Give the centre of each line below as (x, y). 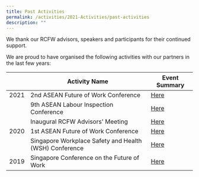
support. (17, 45)
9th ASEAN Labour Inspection (72, 105)
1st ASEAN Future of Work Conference (84, 132)
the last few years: (29, 63)
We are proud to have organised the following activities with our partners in (98, 57)
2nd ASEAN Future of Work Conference (86, 95)
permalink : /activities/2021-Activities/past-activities (78, 17)
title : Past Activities (36, 12)
